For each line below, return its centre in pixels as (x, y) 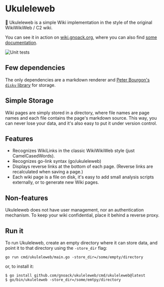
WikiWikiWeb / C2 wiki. (29, 27)
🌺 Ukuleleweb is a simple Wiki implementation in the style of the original (79, 22)
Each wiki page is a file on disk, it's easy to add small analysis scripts (83, 177)
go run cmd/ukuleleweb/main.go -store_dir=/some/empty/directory (74, 257)
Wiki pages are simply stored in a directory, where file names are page (78, 113)
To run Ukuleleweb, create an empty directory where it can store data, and (82, 243)
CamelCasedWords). (34, 156)
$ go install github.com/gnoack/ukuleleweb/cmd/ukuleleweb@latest (75, 276)
